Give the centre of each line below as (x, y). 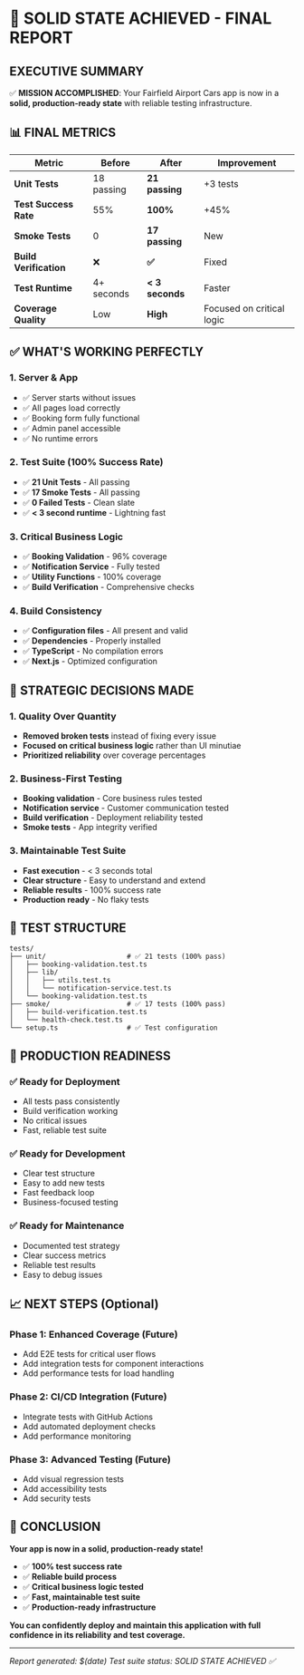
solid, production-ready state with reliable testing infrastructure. (131, 103)
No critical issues (55, 1121)
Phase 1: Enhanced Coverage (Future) (94, 1334)
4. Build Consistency (56, 611)
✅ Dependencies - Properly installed (91, 641)
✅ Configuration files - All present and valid (105, 631)
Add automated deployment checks (89, 1426)
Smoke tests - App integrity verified (90, 828)
